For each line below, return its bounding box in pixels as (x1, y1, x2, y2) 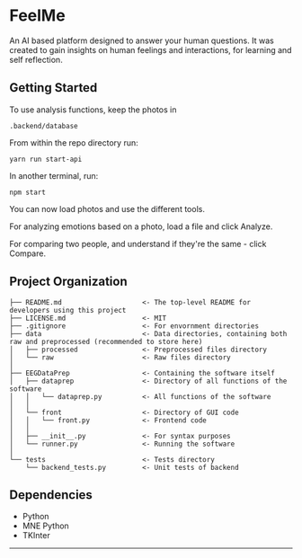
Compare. (9, 248, 47, 259)
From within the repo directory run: (9, 137, 139, 148)
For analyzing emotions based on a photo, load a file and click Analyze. (9, 221, 273, 232)
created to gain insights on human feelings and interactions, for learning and (9, 44, 292, 55)
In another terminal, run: (9, 170, 99, 181)
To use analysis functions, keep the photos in (9, 104, 177, 115)
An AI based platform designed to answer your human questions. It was (9, 35, 274, 46)
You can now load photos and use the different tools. (9, 203, 205, 214)
